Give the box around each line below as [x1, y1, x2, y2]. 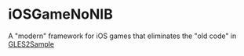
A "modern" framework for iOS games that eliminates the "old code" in [8, 31, 237, 40]
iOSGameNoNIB [8, 5, 114, 23]
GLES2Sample [8, 39, 55, 48]
